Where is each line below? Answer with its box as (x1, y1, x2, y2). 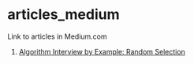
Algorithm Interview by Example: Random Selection (18, 47, 186, 56)
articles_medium (7, 6, 120, 24)
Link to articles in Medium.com (7, 32, 107, 41)
